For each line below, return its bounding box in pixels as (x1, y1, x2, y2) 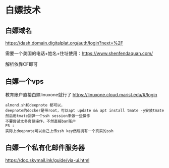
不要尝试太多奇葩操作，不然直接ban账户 (5, 119, 76, 124)
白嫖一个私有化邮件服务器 (5, 143, 85, 152)
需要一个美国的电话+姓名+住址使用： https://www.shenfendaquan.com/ (5, 50, 153, 56)
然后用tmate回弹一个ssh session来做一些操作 (5, 113, 91, 119)
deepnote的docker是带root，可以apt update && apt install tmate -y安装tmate (5, 108, 164, 113)
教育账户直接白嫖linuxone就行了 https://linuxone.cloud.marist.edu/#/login (5, 91, 157, 97)
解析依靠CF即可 (5, 61, 38, 67)
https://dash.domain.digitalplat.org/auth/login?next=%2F (5, 40, 124, 46)
